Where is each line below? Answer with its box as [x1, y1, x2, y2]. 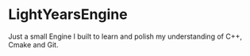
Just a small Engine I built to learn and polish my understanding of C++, [8, 32, 242, 41]
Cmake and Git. [8, 39, 59, 49]
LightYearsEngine [8, 6, 129, 24]
